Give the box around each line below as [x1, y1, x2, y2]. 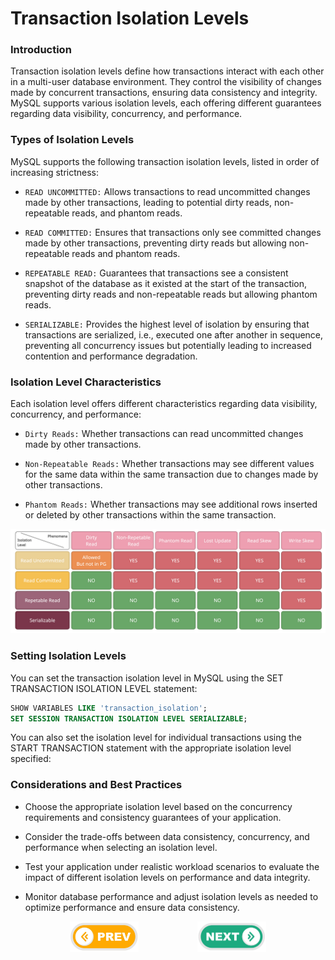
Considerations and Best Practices [10, 778, 183, 792]
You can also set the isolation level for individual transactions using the [10, 732, 302, 744]
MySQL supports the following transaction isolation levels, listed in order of [10, 155, 320, 167]
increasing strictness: [10, 166, 100, 178]
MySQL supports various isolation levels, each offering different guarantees [10, 97, 322, 109]
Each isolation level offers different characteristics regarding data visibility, [10, 398, 318, 410]
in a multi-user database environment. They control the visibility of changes [10, 76, 322, 88]
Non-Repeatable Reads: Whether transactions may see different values [24, 458, 315, 470]
